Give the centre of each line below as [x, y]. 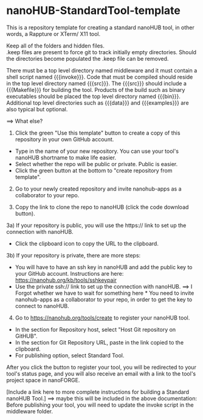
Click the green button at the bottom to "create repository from [94, 170]
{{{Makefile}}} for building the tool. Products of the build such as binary [96, 89]
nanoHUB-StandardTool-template [93, 11]
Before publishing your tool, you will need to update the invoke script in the [100, 405]
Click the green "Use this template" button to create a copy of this [98, 133]
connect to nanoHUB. [42, 306]
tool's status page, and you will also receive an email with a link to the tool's [101, 373]
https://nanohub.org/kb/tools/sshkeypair [66, 280]
